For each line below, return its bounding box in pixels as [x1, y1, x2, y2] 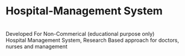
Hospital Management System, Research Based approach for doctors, [5, 36, 180, 43]
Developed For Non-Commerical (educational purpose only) [5, 30, 155, 37]
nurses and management [5, 43, 67, 50]
